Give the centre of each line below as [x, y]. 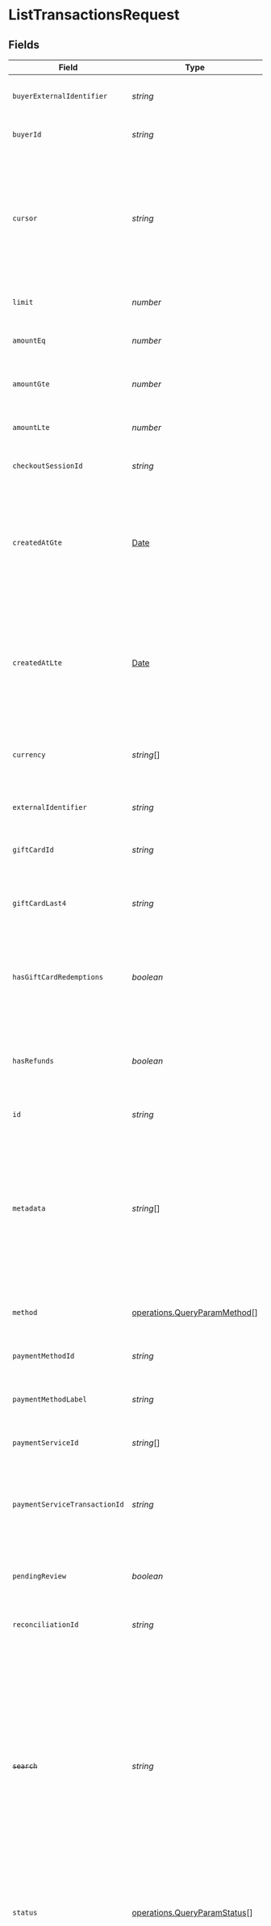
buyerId [27, 135]
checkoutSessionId [48, 466]
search [25, 1766]
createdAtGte [38, 543]
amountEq [29, 341]
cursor [25, 219]
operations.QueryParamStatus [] [192, 1913]
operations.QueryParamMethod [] [195, 1313]
